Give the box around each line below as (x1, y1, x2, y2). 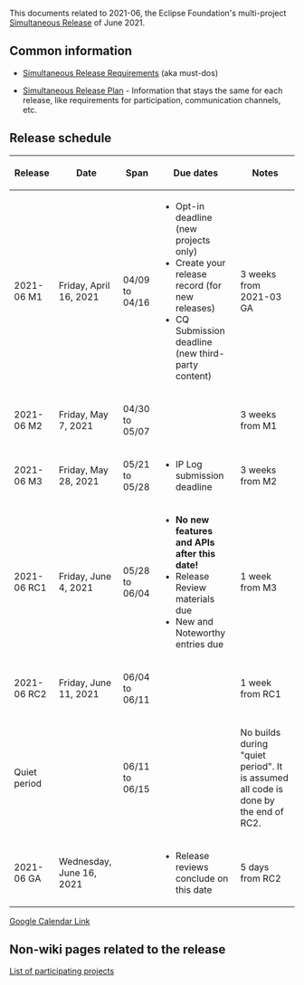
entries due (175, 637, 224, 650)
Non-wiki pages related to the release (9, 942, 226, 958)
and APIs (175, 536, 215, 549)
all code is (240, 782, 283, 795)
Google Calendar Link (9, 915, 90, 926)
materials (175, 592, 215, 605)
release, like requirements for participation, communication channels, (22, 94, 281, 105)
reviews (175, 860, 209, 873)
